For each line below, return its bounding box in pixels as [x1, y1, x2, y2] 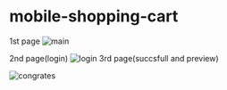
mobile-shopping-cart [9, 6, 179, 27]
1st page [9, 36, 40, 46]
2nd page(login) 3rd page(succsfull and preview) [9, 53, 219, 63]
